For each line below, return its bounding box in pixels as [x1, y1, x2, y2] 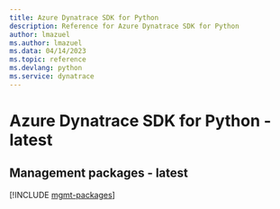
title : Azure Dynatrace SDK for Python [9, 13, 159, 23]
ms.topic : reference [9, 55, 87, 64]
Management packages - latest [9, 166, 189, 181]
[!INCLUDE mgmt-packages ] [9, 189, 115, 200]
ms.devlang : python [9, 64, 83, 73]
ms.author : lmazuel [9, 38, 83, 48]
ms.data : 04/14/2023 [9, 47, 87, 56]
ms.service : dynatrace [9, 72, 95, 81]
